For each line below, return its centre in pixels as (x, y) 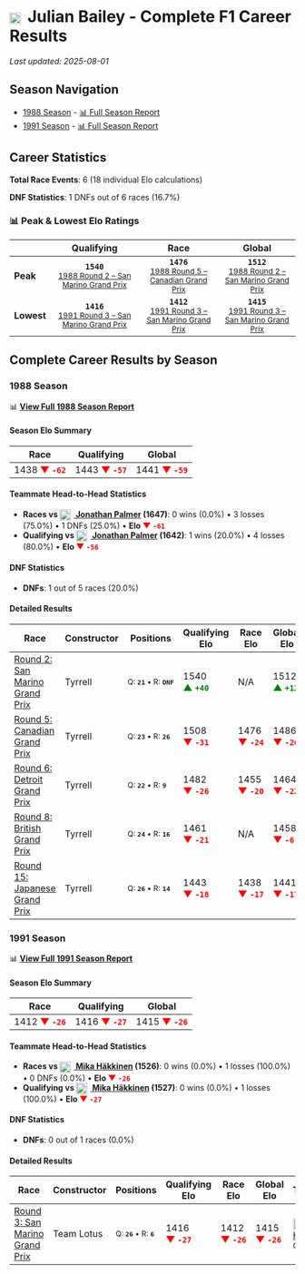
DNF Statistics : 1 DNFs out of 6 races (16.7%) (94, 197)
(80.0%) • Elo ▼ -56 (60, 547)
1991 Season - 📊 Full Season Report (90, 125)
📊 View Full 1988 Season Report (72, 407)
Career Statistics (58, 157)
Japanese (35, 888)
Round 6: (33, 768)
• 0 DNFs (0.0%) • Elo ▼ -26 (76, 1078)
